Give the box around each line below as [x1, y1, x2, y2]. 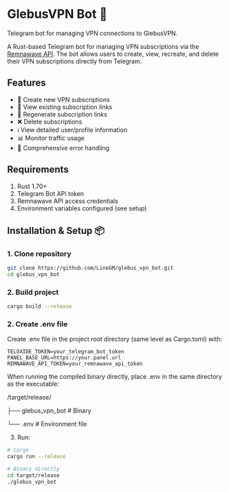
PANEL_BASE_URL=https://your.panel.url [7, 355, 122, 362]
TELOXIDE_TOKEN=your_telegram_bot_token [7, 348, 125, 355]
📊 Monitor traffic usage [17, 134, 85, 142]
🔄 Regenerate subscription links [17, 110, 108, 118]
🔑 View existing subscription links [17, 103, 113, 111]
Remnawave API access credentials [17, 197, 118, 205]
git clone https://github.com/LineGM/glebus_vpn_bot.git [7, 265, 174, 272]
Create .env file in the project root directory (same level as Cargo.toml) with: [7, 335, 223, 344]
